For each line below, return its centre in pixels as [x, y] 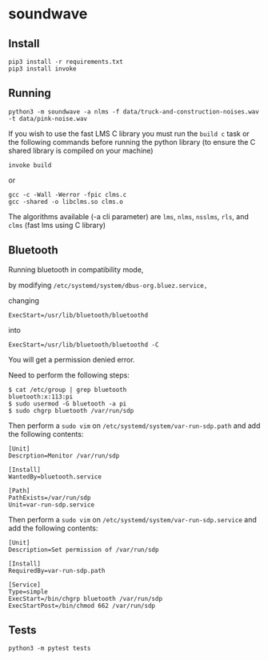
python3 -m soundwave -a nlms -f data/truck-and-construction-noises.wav [134, 112]
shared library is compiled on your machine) [81, 150]
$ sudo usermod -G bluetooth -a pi [68, 404]
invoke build [30, 165]
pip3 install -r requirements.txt [66, 62]
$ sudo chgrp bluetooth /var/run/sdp [71, 410]
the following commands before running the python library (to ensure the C [132, 142]
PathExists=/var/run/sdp [50, 498]
